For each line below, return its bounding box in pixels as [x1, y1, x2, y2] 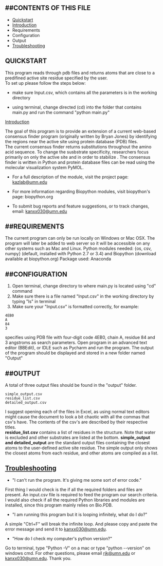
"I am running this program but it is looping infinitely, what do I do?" [12, 511, 147, 517]
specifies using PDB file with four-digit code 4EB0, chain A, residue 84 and [5, 335, 156, 340]
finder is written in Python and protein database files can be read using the [5, 159, 155, 165]
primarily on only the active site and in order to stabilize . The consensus [5, 154, 151, 160]
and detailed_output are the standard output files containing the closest [5, 440, 150, 446]
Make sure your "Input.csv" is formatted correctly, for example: [12, 304, 139, 310]
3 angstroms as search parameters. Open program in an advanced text [5, 340, 147, 345]
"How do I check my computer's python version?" [12, 535, 112, 541]
